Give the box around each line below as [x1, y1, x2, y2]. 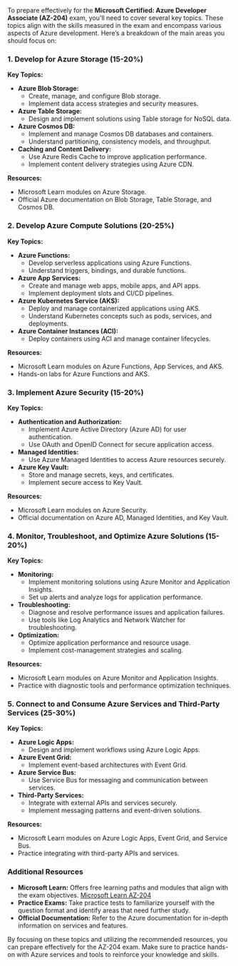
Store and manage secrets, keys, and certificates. [28, 471, 175, 479]
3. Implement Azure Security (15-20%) [7, 387, 144, 397]
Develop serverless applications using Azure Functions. [28, 258, 192, 267]
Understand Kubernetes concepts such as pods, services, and [28, 311, 212, 320]
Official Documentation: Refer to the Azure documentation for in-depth [17, 913, 229, 922]
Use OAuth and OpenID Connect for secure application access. [28, 440, 214, 448]
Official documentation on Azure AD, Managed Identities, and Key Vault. [17, 513, 229, 522]
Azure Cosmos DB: [17, 122, 76, 131]
